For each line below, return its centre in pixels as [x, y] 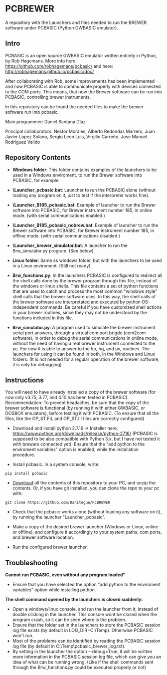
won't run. [23, 636]
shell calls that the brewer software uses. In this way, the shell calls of [84, 296]
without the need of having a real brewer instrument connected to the [84, 343]
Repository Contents [38, 158]
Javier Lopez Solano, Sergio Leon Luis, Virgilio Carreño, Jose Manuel [76, 136]
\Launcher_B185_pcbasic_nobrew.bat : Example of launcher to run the [85, 225]
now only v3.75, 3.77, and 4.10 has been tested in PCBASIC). [67, 398]
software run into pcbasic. [32, 112]
